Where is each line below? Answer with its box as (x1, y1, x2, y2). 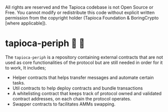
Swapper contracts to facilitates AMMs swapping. (12, 101, 116, 107)
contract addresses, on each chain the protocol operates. (12, 95, 131, 101)
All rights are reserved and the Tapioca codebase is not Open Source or (5, 4, 154, 10)
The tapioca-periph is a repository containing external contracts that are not (5, 54, 163, 60)
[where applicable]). (5, 20, 47, 26)
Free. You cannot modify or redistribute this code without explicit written (5, 9, 155, 15)
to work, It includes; (5, 64, 46, 70)
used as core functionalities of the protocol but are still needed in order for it (5, 59, 163, 65)
